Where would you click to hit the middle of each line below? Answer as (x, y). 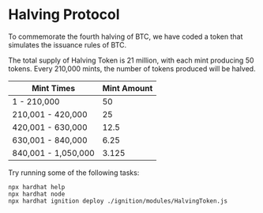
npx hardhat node (37, 194)
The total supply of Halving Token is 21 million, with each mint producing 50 (131, 60)
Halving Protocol (64, 15)
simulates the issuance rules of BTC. (68, 44)
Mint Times (53, 88)
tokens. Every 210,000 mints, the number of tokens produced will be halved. (132, 68)
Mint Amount (128, 88)
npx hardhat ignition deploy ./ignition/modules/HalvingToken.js (118, 201)
